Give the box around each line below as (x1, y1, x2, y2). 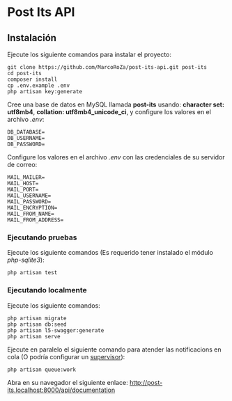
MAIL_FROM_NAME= (7, 210, 54, 217)
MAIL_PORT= (7, 186, 39, 193)
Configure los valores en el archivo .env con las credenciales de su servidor (7, 153, 225, 161)
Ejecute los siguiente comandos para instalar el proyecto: (7, 50, 172, 58)
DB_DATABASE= (7, 129, 45, 136)
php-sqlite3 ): (7, 255, 45, 265)
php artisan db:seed (7, 321, 68, 328)
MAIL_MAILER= (7, 174, 45, 181)
